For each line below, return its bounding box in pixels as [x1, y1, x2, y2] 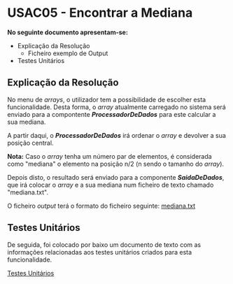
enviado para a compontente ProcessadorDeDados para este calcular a [7, 110, 216, 118]
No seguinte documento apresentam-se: [7, 28, 128, 36]
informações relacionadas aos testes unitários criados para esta [7, 248, 192, 256]
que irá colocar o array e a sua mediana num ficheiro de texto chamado [7, 180, 214, 189]
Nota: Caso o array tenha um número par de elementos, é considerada [7, 152, 212, 160]
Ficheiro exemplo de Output [27, 49, 108, 57]
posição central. [7, 139, 54, 147]
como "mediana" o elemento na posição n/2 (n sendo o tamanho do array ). [7, 159, 225, 168]
